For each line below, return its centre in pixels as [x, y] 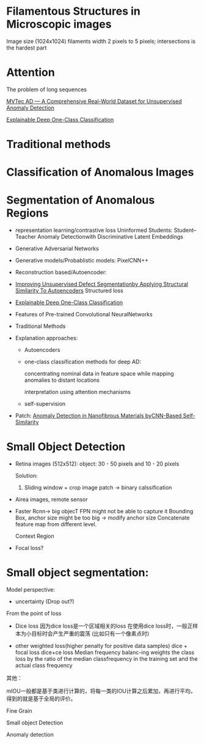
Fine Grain [19, 711]
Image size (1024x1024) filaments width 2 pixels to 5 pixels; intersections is [101, 41]
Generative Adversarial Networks [57, 248]
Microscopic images [59, 24]
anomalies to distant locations [62, 380]
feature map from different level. [56, 524]
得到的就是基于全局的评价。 [41, 699]
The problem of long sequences [47, 89]
